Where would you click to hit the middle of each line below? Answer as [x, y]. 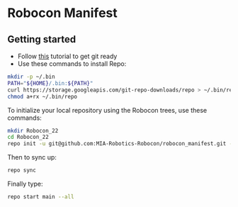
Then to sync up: [32, 157]
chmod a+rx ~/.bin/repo [42, 96]
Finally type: [25, 184]
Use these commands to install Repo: [72, 64]
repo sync [22, 170]
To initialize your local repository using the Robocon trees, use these [107, 110]
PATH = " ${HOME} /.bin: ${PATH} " [50, 83]
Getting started [42, 39]
